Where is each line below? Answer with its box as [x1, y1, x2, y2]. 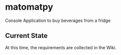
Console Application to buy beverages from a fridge [5, 18, 111, 23]
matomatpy [5, 1, 53, 13]
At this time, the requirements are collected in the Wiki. [5, 44, 117, 50]
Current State [5, 32, 48, 40]
